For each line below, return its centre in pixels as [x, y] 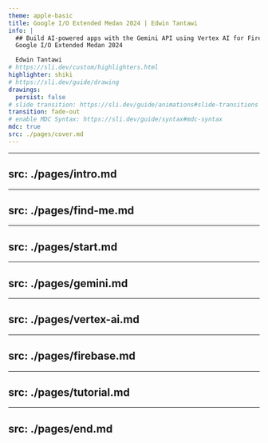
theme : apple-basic [41, 16]
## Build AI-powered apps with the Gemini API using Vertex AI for [130, 38]
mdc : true [25, 127]
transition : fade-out [44, 112]
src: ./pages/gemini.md [68, 283]
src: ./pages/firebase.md [72, 356]
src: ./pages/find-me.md [71, 210]
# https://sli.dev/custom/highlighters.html [83, 68]
